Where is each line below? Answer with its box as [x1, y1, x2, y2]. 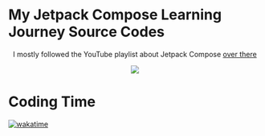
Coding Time [8, 93, 96, 111]
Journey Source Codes [8, 23, 165, 41]
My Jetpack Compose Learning [8, 6, 222, 24]
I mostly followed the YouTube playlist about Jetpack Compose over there [13, 49, 257, 59]
